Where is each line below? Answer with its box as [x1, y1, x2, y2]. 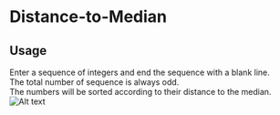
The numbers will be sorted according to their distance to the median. [9, 87, 272, 97]
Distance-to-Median [9, 6, 167, 27]
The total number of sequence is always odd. [9, 77, 180, 88]
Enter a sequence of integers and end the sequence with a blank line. [9, 67, 271, 78]
